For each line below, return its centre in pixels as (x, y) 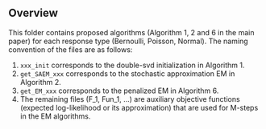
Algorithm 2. (41, 82)
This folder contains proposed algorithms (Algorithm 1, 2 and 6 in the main (131, 32)
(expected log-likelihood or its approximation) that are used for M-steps (139, 107)
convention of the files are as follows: (71, 49)
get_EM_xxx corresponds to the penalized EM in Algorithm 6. (119, 91)
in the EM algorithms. (55, 116)
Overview (33, 13)
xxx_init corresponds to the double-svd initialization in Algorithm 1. (132, 65)
